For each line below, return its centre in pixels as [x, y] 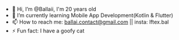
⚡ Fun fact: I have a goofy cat [48, 31]
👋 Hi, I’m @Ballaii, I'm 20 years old [54, 9]
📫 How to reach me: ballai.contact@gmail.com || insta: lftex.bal [90, 22]
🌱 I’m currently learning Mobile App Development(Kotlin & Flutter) [92, 15]
